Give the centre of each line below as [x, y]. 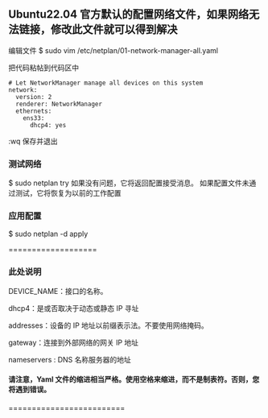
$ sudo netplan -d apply [48, 234]
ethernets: [34, 111]
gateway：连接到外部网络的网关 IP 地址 [74, 342]
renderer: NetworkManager [59, 104]
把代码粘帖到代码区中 [43, 68]
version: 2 [34, 97]
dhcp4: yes [48, 125]
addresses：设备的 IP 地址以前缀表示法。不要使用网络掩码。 [109, 325]
